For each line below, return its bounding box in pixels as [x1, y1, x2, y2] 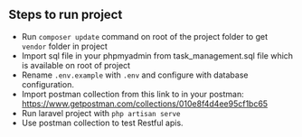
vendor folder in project [21, 41, 108, 51]
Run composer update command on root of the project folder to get [21, 31, 269, 41]
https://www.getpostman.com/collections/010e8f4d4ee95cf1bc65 [21, 98, 269, 109]
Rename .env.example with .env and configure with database [21, 69, 249, 80]
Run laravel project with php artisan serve [21, 107, 181, 118]
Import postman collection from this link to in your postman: [21, 88, 245, 99]
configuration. [21, 78, 74, 89]
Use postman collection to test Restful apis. [21, 117, 184, 128]
